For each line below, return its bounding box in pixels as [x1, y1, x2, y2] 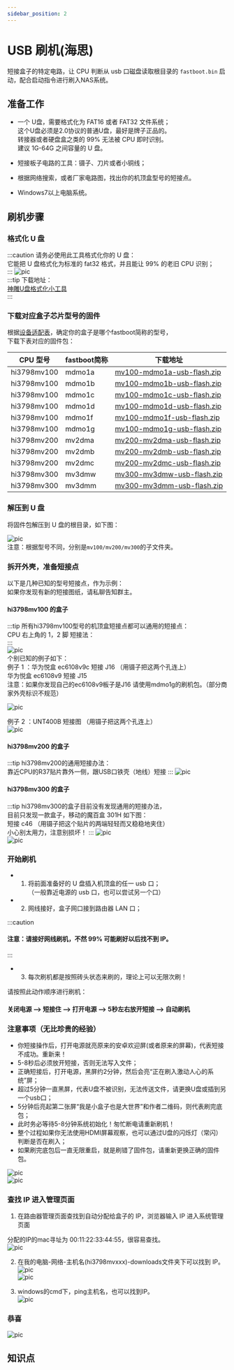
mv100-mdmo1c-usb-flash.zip [115, 390, 221, 400]
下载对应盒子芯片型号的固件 [7, 311, 101, 321]
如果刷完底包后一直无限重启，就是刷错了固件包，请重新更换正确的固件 [17, 1146, 220, 1154]
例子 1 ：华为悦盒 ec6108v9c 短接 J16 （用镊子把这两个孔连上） [7, 663, 191, 671]
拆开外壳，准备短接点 [7, 561, 79, 571]
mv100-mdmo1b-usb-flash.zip [115, 378, 222, 388]
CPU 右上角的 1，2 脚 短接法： [7, 631, 95, 639]
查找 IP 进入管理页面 [7, 1195, 75, 1205]
